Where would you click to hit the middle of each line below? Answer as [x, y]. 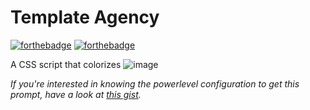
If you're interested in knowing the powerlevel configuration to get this [155, 83]
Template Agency [85, 17]
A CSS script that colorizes [66, 64]
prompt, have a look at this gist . [76, 94]
